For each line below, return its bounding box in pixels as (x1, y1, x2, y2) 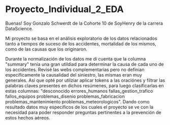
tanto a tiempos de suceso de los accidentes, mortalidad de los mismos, (5, 40, 156, 46)
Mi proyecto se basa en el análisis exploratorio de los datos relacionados (5, 35, 157, 41)
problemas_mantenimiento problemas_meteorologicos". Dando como (5, 98, 150, 104)
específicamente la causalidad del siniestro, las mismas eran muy (5, 72, 142, 78)
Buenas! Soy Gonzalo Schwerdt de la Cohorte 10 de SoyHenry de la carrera (5, 20, 163, 26)
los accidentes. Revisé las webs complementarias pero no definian (5, 67, 145, 73)
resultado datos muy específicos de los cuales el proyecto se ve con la (5, 104, 154, 110)
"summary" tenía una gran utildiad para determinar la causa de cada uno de (5, 61, 164, 67)
